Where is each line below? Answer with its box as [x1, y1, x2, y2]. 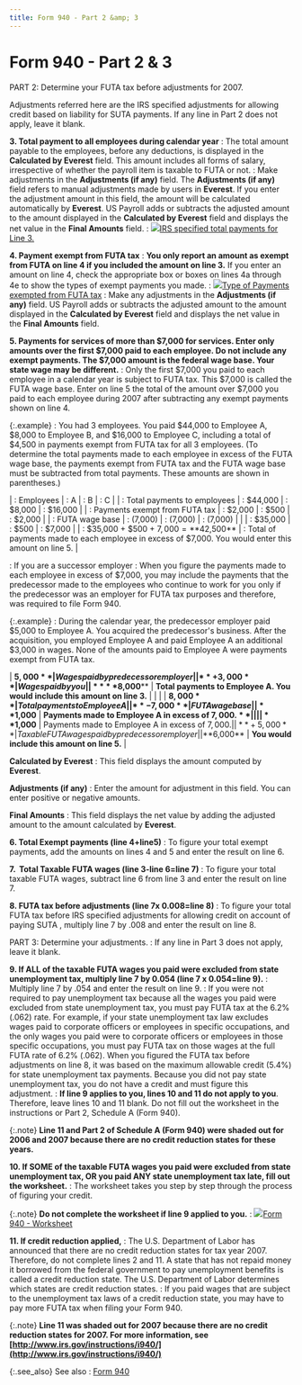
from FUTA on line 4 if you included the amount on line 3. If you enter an [9, 259, 281, 270]
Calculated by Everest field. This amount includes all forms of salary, [9, 155, 266, 166]
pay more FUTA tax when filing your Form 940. [9, 1302, 182, 1313]
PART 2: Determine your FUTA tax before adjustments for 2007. [9, 82, 244, 93]
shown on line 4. [9, 402, 70, 413]
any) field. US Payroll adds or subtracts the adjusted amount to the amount [9, 299, 288, 310]
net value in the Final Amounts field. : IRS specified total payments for [9, 222, 279, 234]
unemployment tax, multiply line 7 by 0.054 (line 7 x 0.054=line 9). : [9, 973, 268, 984]
